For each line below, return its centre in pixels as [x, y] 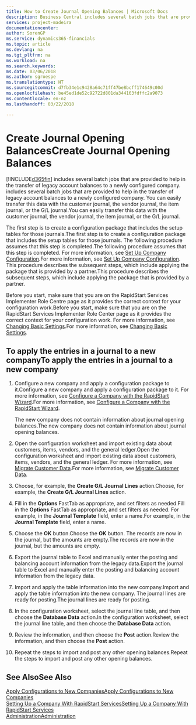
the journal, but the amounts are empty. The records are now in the [94, 540]
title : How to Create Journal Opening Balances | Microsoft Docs [87, 11]
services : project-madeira [39, 22]
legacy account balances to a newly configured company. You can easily [94, 198]
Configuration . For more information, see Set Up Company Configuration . [93, 259]
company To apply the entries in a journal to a [90, 360]
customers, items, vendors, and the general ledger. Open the [87, 450]
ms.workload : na [26, 60]
